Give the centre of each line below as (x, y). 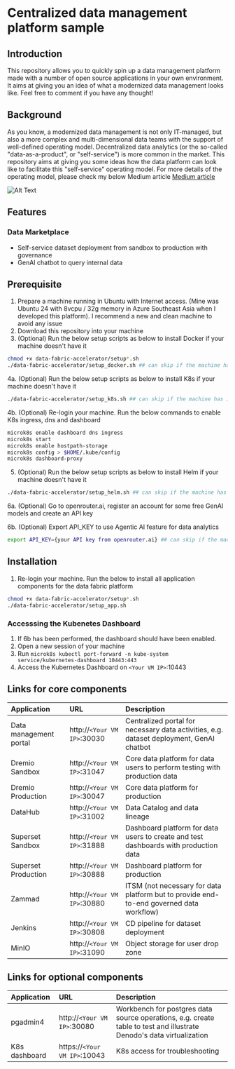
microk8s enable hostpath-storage (58, 446)
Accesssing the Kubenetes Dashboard (74, 624)
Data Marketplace (38, 232)
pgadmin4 (28, 1022)
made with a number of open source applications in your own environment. (115, 78)
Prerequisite (35, 284)
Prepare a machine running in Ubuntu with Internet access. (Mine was (118, 301)
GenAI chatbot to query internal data (70, 262)
